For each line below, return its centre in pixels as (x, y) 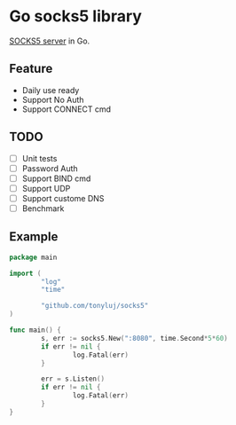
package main (33, 257)
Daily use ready (51, 90)
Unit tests (39, 158)
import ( (25, 273)
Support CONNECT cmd (67, 109)
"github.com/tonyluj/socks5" (95, 306)
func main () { (35, 330)
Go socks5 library (75, 16)
